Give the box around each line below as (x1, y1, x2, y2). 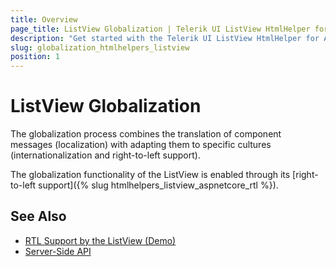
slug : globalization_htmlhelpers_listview (10, 42, 190, 53)
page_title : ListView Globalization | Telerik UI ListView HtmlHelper (10, 24, 311, 34)
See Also (10, 208, 67, 225)
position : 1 (10, 52, 60, 62)
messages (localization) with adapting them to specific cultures (10, 139, 272, 151)
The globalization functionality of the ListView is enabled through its (10, 169, 291, 181)
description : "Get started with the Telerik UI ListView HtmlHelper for (10, 33, 320, 43)
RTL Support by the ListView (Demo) (24, 234, 177, 246)
